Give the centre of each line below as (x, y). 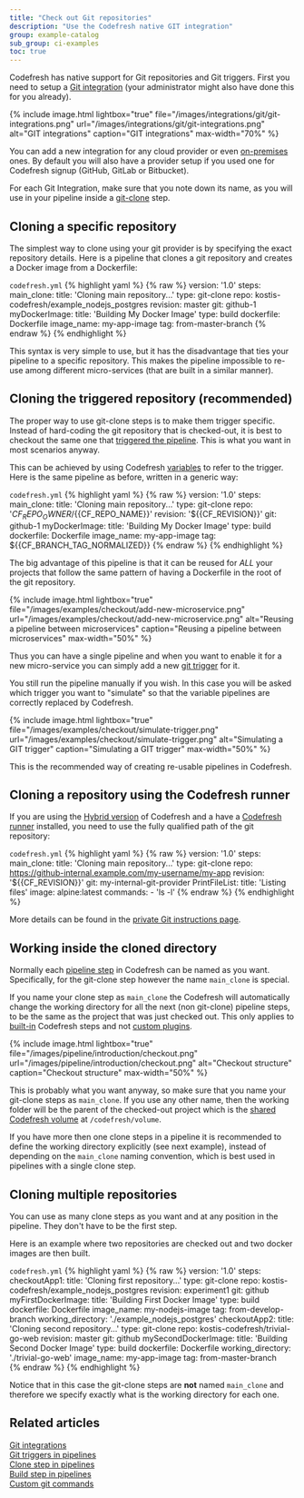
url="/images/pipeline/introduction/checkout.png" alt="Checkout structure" (151, 1063)
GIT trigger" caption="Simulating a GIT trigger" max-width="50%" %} (140, 749)
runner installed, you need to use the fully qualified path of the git (132, 827)
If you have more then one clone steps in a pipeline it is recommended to (146, 1137)
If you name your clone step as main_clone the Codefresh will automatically (150, 997)
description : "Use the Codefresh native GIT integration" (121, 26)
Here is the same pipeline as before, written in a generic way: (124, 477)
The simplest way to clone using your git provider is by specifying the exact (151, 248)
